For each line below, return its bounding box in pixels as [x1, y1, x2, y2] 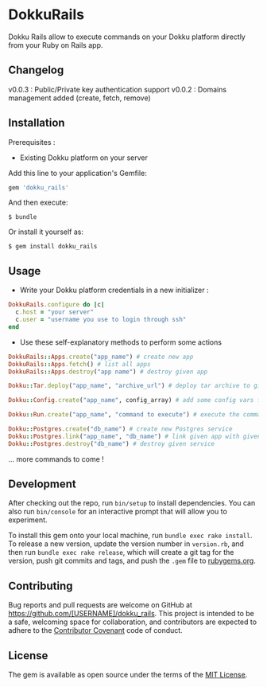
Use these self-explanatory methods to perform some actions [19, 337, 222, 347]
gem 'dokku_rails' [8, 183, 69, 192]
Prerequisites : [8, 137, 56, 146]
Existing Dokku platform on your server [19, 153, 149, 162]
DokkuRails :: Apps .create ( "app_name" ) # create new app [8, 353, 194, 361]
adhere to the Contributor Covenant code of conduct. [8, 626, 183, 635]
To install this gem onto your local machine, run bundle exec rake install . [8, 531, 253, 541]
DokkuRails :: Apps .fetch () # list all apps [8, 360, 151, 368]
